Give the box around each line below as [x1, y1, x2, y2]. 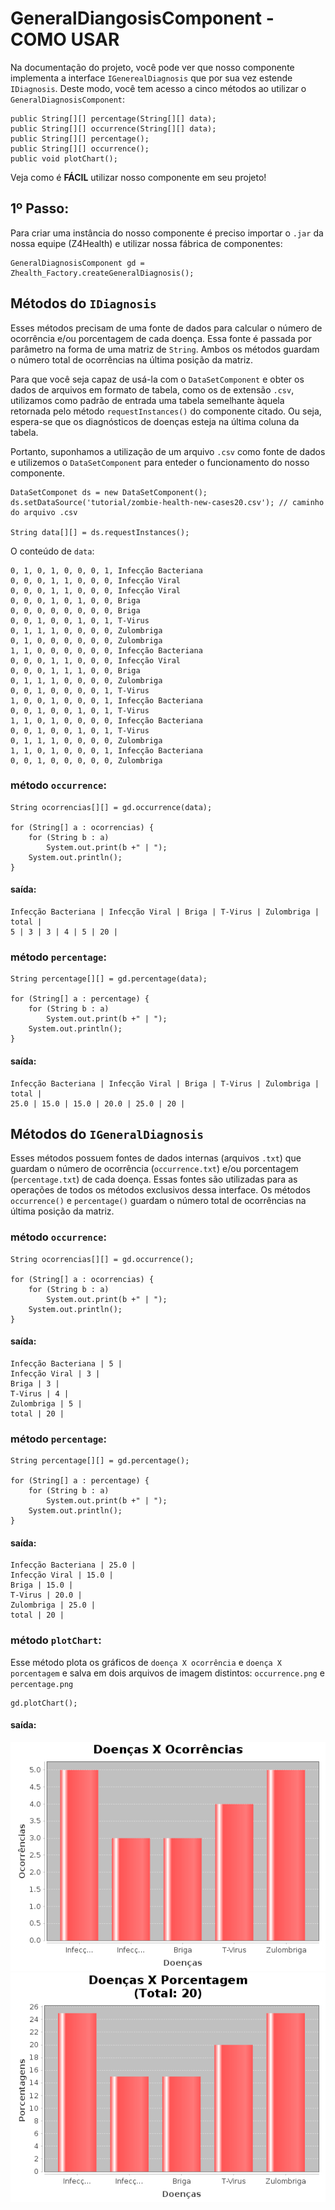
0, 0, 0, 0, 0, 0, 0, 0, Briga [10, 605, 141, 616]
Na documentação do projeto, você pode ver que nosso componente [10, 61, 295, 73]
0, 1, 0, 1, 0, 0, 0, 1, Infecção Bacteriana [10, 565, 203, 576]
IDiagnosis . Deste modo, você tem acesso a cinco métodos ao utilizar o [10, 82, 307, 94]
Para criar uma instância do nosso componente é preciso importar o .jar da [10, 227, 324, 239]
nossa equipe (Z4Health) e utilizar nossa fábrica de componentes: [10, 237, 283, 249]
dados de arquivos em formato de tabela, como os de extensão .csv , [10, 383, 295, 396]
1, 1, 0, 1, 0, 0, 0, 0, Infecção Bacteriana [10, 715, 203, 726]
